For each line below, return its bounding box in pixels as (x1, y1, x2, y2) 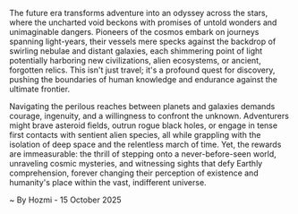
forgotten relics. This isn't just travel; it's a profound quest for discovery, (9, 64, 276, 75)
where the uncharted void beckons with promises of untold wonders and (9, 17, 277, 28)
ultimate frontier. (9, 84, 70, 94)
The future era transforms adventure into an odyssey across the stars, (9, 8, 268, 18)
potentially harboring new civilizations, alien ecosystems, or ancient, (9, 56, 261, 65)
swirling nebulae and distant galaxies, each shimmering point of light (9, 46, 263, 56)
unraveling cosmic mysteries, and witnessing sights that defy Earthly (9, 158, 263, 168)
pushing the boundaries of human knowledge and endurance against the (9, 74, 277, 84)
